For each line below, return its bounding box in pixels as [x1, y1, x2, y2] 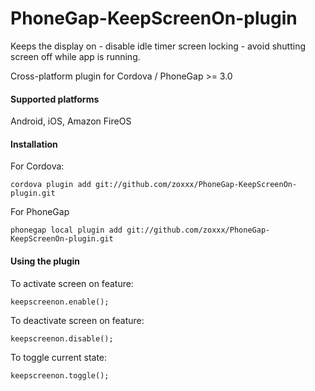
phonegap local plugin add [10, 225, 123, 236]
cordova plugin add [10, 180, 92, 190]
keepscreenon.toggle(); [10, 370, 110, 381]
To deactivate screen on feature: [10, 314, 145, 326]
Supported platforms [10, 93, 100, 105]
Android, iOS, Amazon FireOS [10, 115, 132, 127]
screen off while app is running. [10, 50, 141, 62]
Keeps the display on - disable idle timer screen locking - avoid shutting [10, 40, 307, 52]
